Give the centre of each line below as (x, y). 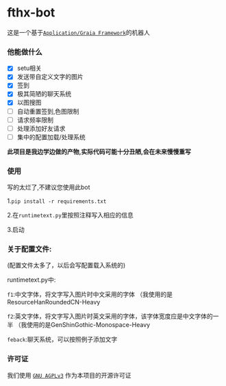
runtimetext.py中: (32, 280)
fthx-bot (31, 13)
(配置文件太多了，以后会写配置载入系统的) (66, 265)
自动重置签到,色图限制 (48, 111)
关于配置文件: (29, 250)
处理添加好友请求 (41, 128)
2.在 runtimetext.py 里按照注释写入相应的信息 (70, 215)
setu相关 (29, 68)
